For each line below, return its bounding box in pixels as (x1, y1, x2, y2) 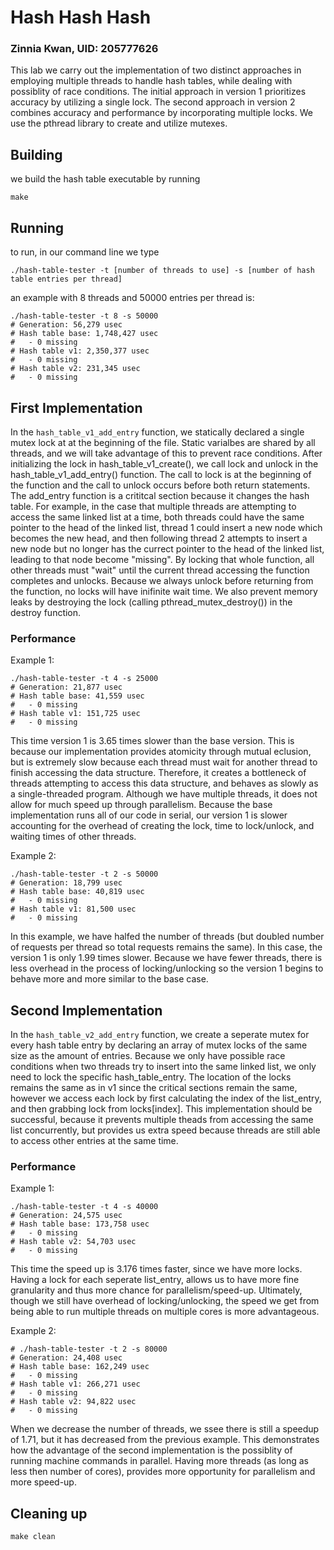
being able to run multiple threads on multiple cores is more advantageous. (10, 1306, 320, 1318)
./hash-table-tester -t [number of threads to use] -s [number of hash (10, 266, 315, 276)
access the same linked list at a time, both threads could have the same (10, 511, 305, 523)
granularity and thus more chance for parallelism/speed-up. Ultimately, (10, 1284, 303, 1296)
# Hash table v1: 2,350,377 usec (10, 346, 150, 356)
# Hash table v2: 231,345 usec (10, 364, 141, 374)
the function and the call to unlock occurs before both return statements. (10, 479, 311, 491)
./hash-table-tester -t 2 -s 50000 (10, 869, 159, 880)
